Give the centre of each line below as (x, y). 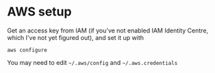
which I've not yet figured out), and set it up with (76, 37)
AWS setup (39, 12)
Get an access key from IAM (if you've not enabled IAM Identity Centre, (108, 30)
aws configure (27, 50)
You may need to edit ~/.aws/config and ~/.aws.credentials (92, 62)
